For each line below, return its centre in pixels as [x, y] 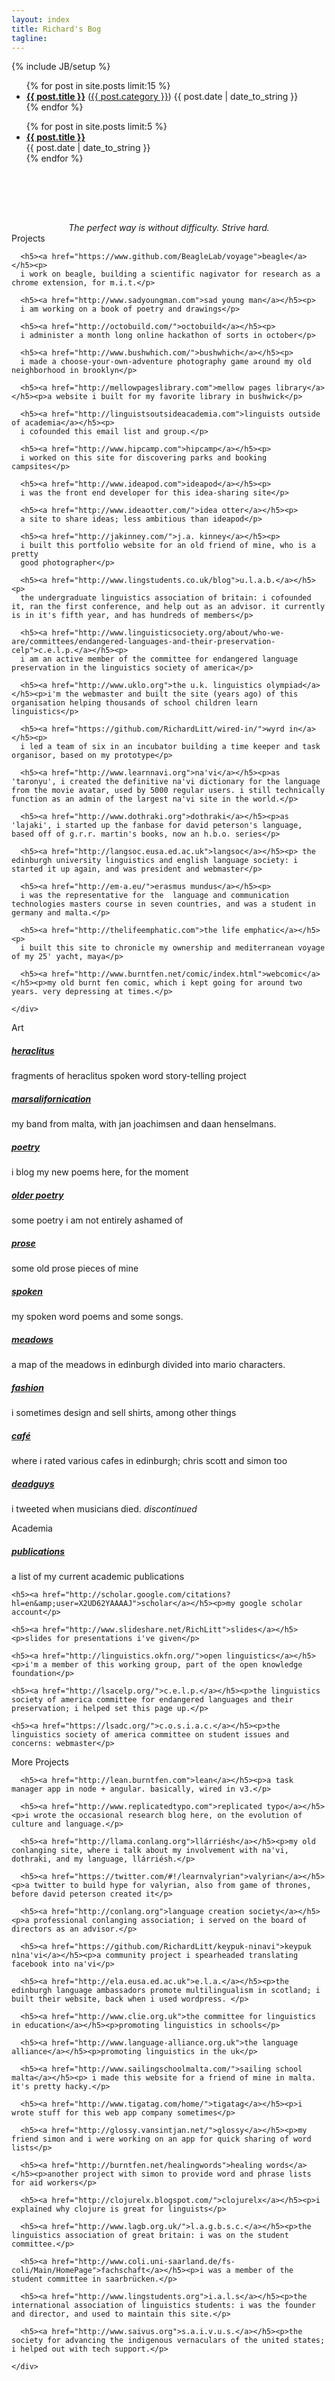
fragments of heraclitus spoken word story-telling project [129, 1076]
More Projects [40, 1762]
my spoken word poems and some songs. [97, 1317]
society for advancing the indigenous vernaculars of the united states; [168, 2341]
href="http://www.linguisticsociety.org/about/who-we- [168, 633]
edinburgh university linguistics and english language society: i [155, 861]
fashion [27, 1387]
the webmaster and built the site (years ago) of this [181, 694]
